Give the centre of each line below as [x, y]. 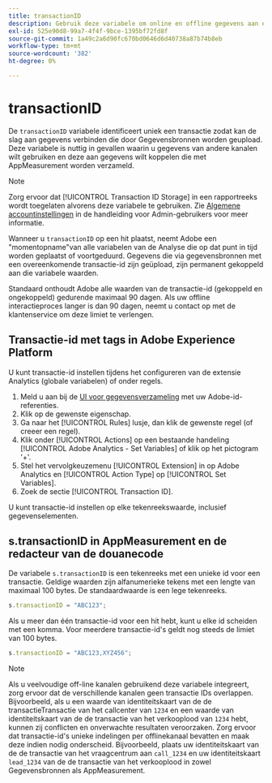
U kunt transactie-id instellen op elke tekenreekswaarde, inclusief [117, 507]
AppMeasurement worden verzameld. [72, 165]
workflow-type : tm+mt [45, 46]
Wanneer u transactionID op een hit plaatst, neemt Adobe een [113, 238]
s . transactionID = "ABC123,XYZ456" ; [70, 653]
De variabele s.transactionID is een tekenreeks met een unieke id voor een [134, 574]
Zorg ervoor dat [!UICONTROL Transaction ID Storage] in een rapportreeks [133, 196]
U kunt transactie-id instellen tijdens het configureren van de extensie [125, 372]
